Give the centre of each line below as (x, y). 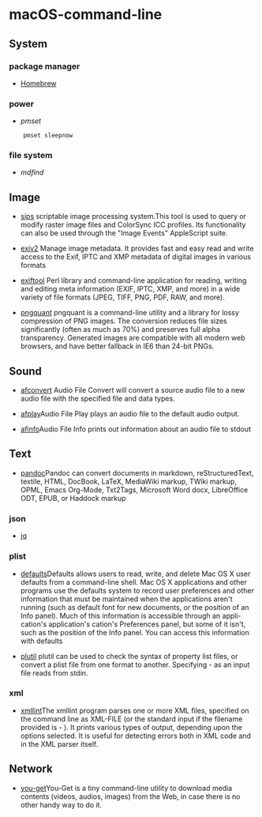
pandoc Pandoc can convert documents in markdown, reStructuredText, (137, 473)
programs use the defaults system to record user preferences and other (137, 590)
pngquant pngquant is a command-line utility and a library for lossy (130, 313)
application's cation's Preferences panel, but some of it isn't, (147, 624)
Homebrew (38, 83)
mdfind (32, 172)
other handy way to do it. (61, 804)
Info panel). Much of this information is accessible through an (120, 616)
